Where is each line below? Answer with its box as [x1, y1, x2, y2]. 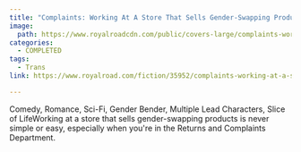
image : [9, 21, 34, 30]
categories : [9, 38, 54, 47]
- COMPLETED [17, 46, 63, 55]
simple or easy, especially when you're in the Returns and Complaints [9, 122, 266, 133]
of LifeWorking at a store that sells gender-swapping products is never [9, 113, 270, 123]
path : [17, 30, 39, 38]
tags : [9, 55, 30, 63]
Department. [9, 131, 56, 143]
